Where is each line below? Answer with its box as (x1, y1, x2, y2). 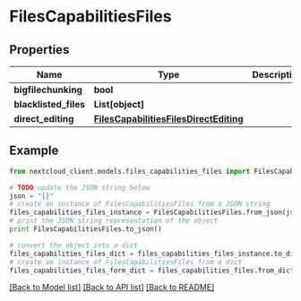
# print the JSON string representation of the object (9, 217, 219, 226)
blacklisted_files (13, 99, 85, 110)
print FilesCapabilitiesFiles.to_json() (9, 225, 163, 234)
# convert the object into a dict (9, 240, 139, 250)
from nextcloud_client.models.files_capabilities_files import (9, 167, 251, 176)
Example (9, 143, 59, 159)
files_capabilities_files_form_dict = (9, 266, 154, 275)
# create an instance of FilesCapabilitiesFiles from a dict (9, 257, 243, 266)
